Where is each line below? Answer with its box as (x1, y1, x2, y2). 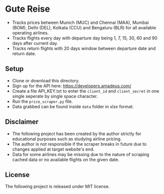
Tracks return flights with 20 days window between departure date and (12, 45, 156, 51)
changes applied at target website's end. (12, 146, 94, 152)
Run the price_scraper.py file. (12, 98, 73, 104)
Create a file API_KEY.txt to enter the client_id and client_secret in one (12, 88, 160, 94)
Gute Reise (5, 3, 50, 15)
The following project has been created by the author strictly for (12, 131, 141, 136)
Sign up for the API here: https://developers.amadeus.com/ (12, 83, 132, 89)
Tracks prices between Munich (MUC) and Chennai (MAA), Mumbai (12, 19, 149, 25)
